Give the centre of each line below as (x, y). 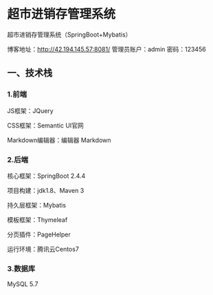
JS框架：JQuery (30, 110)
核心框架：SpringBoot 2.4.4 (46, 176)
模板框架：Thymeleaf (37, 220)
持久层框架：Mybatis (37, 205)
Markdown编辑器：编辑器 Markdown (59, 140)
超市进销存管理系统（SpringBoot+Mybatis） (69, 34)
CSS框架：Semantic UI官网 (45, 125)
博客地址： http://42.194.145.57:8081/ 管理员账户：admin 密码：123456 (106, 49)
